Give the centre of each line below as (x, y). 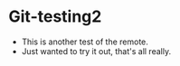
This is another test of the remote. (85, 42)
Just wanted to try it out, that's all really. (96, 51)
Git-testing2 (55, 17)
